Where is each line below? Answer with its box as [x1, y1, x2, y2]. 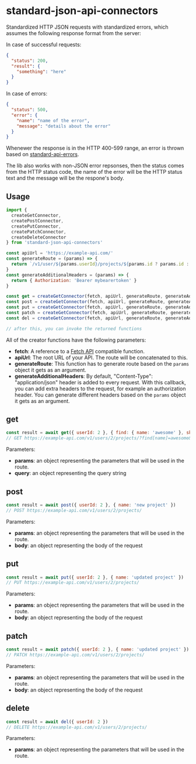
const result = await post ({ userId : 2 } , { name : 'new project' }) [6, 502, 176, 508]
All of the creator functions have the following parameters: [6, 336, 146, 343]
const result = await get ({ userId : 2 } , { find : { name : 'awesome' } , [6, 430, 184, 436]
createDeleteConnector [11, 234, 66, 240]
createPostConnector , [11, 218, 64, 223]
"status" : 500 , [11, 107, 48, 113]
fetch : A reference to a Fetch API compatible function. [14, 347, 145, 355]
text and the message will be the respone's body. [6, 174, 124, 182]
